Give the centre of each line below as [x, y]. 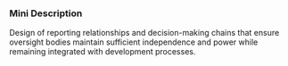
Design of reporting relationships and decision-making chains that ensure [144, 33]
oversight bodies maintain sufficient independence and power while [134, 42]
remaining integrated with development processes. [103, 52]
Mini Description [46, 13]
